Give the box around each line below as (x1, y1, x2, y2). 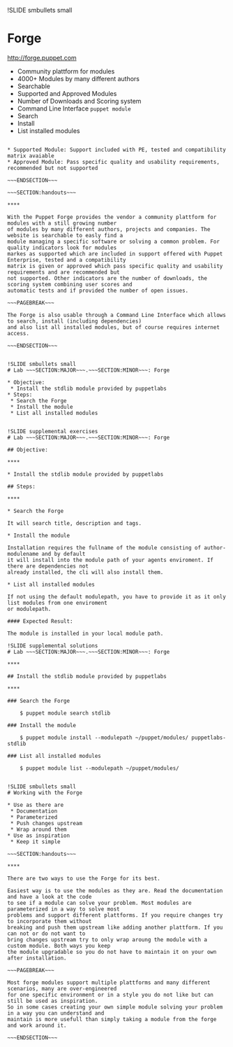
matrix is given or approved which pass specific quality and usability (7, 262, 223, 269)
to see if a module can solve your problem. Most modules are (7, 899, 192, 906)
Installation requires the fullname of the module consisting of (7, 544, 201, 551)
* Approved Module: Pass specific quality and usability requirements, (7, 158, 220, 165)
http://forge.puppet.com (7, 53, 77, 62)
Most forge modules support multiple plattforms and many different (7, 979, 211, 986)
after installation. (7, 955, 68, 962)
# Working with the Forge (7, 789, 82, 796)
